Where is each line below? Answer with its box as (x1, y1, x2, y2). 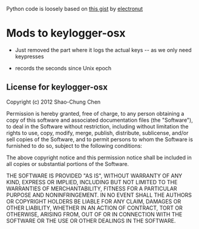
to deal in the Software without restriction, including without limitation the (6, 122, 189, 130)
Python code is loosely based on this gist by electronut (6, 5, 143, 12)
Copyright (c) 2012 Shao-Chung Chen (6, 98, 101, 105)
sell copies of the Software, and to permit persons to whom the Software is (6, 136, 194, 143)
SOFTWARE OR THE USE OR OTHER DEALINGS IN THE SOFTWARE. (6, 217, 176, 224)
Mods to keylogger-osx (6, 27, 126, 40)
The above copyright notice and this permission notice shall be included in (6, 154, 192, 161)
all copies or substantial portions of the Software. (6, 160, 129, 167)
